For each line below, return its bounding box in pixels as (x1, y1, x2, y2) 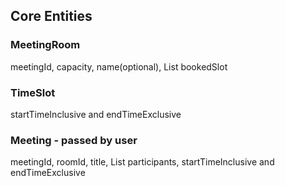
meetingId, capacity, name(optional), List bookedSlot (10, 60, 228, 73)
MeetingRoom (10, 38, 81, 52)
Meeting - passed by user (10, 133, 138, 147)
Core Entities (10, 8, 93, 25)
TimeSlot (10, 85, 56, 99)
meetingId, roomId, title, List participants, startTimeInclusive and (10, 156, 275, 168)
